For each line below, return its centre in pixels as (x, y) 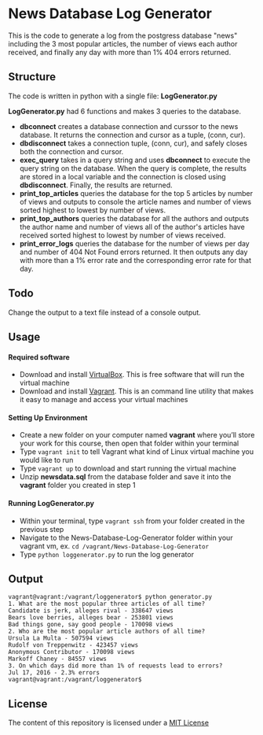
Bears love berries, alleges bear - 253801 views (91, 618)
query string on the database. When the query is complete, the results (133, 168)
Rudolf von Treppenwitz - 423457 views (73, 645)
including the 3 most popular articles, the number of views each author (123, 43)
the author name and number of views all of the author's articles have (132, 227)
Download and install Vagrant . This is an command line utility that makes (136, 391)
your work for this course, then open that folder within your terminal (129, 443)
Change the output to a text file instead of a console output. (105, 312)
